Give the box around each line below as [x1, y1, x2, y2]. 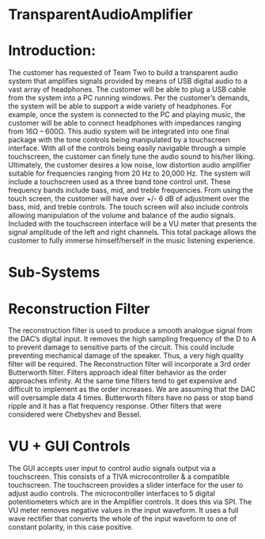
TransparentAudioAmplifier [8, 6, 193, 24]
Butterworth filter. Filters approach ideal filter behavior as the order [8, 367, 227, 377]
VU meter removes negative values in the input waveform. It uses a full [8, 506, 239, 515]
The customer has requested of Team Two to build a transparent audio [8, 68, 239, 77]
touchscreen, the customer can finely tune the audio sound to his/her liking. [8, 152, 256, 161]
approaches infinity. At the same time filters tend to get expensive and [8, 376, 237, 386]
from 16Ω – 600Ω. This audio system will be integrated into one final [8, 126, 229, 136]
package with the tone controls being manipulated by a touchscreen [8, 135, 231, 145]
